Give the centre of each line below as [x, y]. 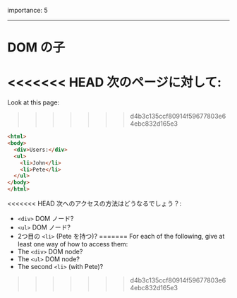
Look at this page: [34, 102]
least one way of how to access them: [73, 244]
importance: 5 [28, 10]
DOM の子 [36, 48]
